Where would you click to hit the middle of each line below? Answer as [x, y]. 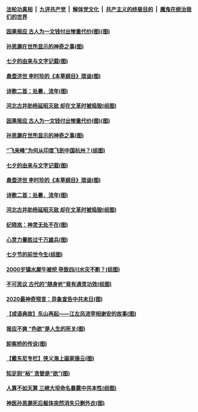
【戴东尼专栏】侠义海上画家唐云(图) [50, 359]
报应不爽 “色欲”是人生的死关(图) [46, 329]
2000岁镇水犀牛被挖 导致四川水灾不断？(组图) [63, 269]
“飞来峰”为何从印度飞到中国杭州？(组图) [56, 150]
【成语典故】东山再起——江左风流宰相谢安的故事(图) [71, 314]
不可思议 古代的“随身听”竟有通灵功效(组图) [59, 284]
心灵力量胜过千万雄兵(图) [37, 240]
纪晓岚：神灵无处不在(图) [37, 225]
